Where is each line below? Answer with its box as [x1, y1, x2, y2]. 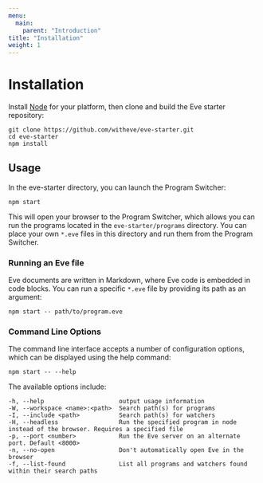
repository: [8, 111, 45, 120]
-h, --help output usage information [8, 398, 205, 406]
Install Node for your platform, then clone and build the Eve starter [8, 102, 226, 112]
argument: [8, 293, 42, 302]
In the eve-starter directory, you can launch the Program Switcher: [8, 183, 226, 192]
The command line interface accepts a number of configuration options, [8, 344, 245, 354]
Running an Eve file [8, 257, 85, 268]
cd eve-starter [8, 133, 59, 141]
